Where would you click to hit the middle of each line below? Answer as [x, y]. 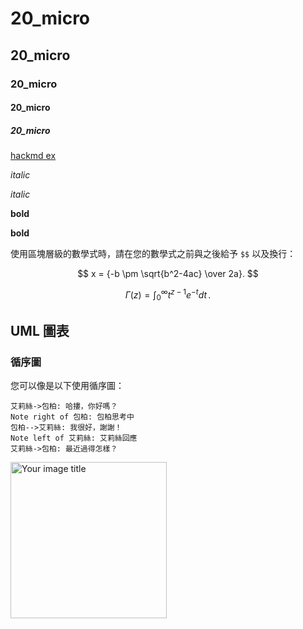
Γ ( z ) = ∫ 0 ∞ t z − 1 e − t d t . [168, 295]
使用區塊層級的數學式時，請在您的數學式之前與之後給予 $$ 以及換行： [153, 254]
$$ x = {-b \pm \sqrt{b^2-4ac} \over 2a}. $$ [168, 274]
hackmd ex [33, 156]
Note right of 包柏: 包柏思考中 [72, 417]
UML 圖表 [40, 330]
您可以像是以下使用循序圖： [67, 386]
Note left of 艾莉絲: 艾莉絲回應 [74, 438]
